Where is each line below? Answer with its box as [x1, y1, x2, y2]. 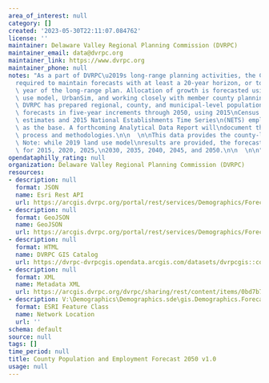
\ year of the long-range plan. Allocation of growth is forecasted [15, 86, 249, 95]
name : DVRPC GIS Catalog [15, 251, 98, 259]
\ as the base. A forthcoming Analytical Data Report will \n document [15, 124, 252, 132]
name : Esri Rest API [15, 190, 84, 199]
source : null [8, 332, 52, 341]
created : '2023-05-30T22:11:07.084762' [8, 26, 142, 35]
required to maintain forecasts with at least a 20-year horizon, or [15, 79, 252, 87]
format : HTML [15, 243, 59, 251]
